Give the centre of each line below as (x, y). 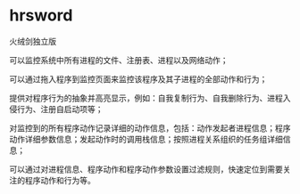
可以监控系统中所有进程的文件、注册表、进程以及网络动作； (119, 60)
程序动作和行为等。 (60, 180)
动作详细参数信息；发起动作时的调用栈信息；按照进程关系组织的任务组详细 (146, 139)
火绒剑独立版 (33, 41)
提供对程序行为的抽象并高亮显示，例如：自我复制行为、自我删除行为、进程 (146, 98)
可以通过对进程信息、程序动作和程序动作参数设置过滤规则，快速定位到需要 (146, 169)
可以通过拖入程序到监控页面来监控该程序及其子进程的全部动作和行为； (138, 79)
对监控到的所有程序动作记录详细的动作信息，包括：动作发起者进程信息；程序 (150, 128)
